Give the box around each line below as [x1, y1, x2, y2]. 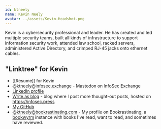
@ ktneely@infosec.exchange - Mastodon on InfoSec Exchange [12, 83, 141, 89]
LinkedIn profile [12, 88, 44, 94]
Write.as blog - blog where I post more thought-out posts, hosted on [12, 94, 151, 100]
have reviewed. [12, 120, 43, 126]
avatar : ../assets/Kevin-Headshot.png [5, 16, 85, 21]
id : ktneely [5, 7, 30, 12]
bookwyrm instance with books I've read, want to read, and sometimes [12, 114, 157, 120]
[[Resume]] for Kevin [12, 78, 55, 84]
